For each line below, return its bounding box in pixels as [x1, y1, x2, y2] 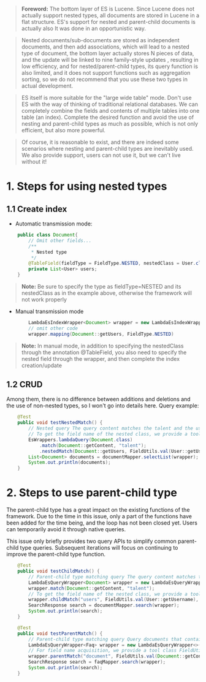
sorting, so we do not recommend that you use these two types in [21, 76, 188, 83]
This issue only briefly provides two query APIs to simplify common [6, 537, 177, 545]
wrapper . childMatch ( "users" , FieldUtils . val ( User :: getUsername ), [28, 597, 199, 603]
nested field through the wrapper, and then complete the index [21, 355, 180, 362]
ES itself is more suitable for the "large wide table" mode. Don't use [21, 94, 192, 101]
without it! [21, 158, 47, 165]
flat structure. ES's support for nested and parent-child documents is [21, 18, 196, 25]
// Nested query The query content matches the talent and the [28, 425, 193, 431]
